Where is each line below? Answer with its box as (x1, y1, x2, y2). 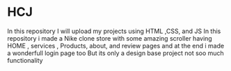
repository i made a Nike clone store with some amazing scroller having (7, 34, 212, 42)
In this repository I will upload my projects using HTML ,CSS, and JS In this (7, 27, 221, 35)
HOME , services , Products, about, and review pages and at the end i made (7, 41, 225, 50)
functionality (7, 56, 43, 64)
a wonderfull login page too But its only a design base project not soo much (7, 49, 224, 57)
